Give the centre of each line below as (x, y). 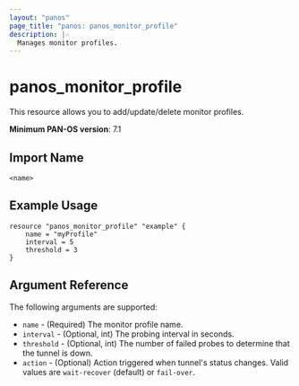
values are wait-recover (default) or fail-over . (108, 372)
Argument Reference (69, 285)
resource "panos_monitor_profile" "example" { (98, 226)
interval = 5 (50, 242)
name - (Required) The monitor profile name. (103, 324)
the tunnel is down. (57, 353)
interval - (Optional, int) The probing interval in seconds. (128, 334)
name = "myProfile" (62, 234)
